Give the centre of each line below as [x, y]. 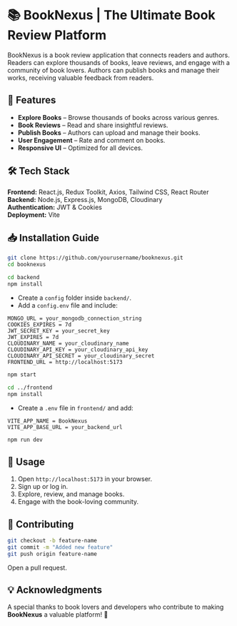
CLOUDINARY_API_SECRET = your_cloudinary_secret [81, 355]
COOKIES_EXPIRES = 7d [40, 324]
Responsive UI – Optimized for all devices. [80, 148]
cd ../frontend [30, 388]
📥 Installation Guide [54, 238]
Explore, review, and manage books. [71, 494]
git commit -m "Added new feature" [60, 547]
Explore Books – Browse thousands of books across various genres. [118, 117]
